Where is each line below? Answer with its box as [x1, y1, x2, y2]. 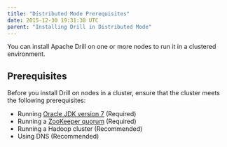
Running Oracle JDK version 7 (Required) [17, 110, 137, 118]
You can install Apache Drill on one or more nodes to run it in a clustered [7, 43, 216, 51]
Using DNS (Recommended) [17, 132, 99, 141]
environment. [7, 50, 46, 58]
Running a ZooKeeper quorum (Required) [17, 117, 137, 126]
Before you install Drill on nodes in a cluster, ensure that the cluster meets [7, 89, 221, 97]
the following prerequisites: [7, 96, 86, 105]
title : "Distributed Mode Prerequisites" [7, 10, 130, 17]
